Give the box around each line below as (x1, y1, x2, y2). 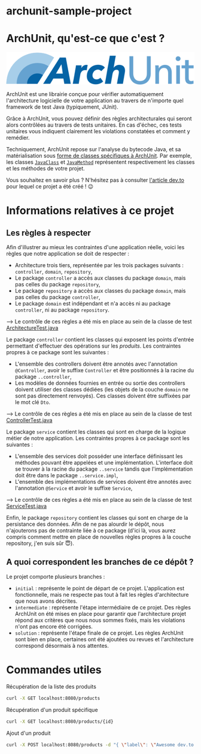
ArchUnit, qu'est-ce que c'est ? (6, 32, 165, 46)
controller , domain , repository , (14, 268, 93, 276)
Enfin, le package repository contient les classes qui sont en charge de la (6, 514, 188, 522)
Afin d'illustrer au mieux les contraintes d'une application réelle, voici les (6, 244, 185, 251)
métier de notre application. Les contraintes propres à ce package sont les (6, 435, 190, 442)
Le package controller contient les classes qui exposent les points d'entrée (6, 336, 194, 343)
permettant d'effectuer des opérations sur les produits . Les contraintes (6, 342, 181, 349)
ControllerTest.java (6, 417, 53, 424)
